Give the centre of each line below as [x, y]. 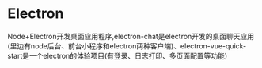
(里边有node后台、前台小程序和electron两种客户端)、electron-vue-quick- [127, 46]
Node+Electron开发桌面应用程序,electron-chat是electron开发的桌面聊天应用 [131, 36]
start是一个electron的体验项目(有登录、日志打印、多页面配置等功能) [118, 55]
